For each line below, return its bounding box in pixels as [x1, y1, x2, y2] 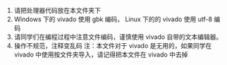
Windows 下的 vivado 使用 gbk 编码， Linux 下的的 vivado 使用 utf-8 [13, 15, 213, 23]
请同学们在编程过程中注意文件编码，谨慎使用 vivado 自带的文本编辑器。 [13, 32, 223, 41]
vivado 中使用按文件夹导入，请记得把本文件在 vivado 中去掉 [13, 50, 188, 59]
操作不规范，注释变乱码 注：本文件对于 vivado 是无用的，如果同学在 [13, 42, 212, 49]
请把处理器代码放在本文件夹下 [13, 6, 101, 14]
